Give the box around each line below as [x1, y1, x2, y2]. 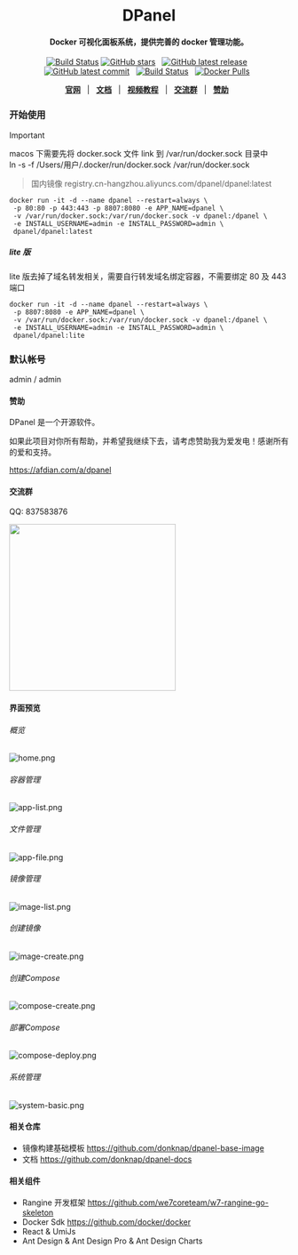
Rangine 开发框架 [21, 1197, 86, 1208]
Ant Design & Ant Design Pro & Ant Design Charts [21, 1235, 203, 1246]
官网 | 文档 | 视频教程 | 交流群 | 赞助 [65, 84, 229, 95]
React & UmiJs [21, 1226, 76, 1236]
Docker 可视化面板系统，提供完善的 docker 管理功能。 [49, 36, 249, 47]
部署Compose [9, 1022, 60, 1033]
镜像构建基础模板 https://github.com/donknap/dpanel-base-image [21, 1142, 264, 1153]
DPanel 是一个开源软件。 [9, 417, 100, 428]
